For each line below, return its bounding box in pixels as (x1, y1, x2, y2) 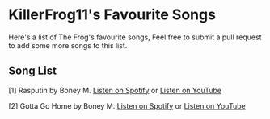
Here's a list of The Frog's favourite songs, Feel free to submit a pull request (8, 32, 262, 42)
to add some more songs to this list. (8, 40, 128, 50)
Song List (8, 64, 57, 78)
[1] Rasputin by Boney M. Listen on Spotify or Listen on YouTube (8, 85, 222, 95)
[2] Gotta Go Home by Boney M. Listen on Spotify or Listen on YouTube (8, 101, 246, 110)
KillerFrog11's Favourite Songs (8, 6, 217, 24)
